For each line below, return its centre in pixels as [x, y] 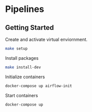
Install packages [22, 58]
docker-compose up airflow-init [39, 86]
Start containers [22, 95]
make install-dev [23, 67]
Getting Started [30, 28]
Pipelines [25, 9]
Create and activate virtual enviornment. [46, 39]
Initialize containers [25, 77]
